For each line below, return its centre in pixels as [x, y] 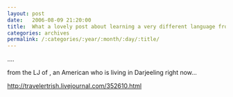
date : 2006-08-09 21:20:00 [49, 20]
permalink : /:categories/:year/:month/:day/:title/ [83, 39]
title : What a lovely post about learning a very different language [111, 26]
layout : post [26, 14]
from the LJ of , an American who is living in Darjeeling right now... [102, 73]
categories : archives [38, 33]
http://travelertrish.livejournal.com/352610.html [75, 86]
